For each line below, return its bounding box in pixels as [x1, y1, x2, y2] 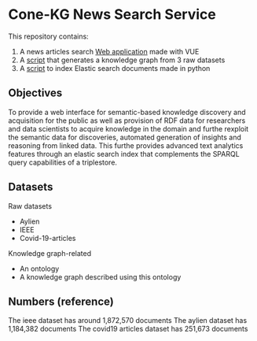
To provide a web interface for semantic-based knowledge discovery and [8, 107, 246, 117]
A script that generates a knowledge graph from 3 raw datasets [19, 55, 226, 65]
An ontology [19, 264, 60, 273]
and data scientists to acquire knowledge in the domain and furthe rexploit [8, 124, 249, 133]
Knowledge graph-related [8, 248, 92, 258]
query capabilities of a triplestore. [8, 158, 118, 167]
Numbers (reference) [8, 295, 114, 308]
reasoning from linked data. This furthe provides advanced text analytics [8, 140, 244, 150]
